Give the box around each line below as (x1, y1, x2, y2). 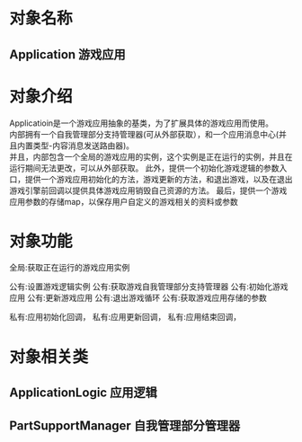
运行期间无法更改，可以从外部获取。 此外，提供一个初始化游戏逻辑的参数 (9, 163, 280, 173)
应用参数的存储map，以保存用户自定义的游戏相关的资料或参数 (9, 196, 238, 207)
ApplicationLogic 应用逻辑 (9, 385, 157, 401)
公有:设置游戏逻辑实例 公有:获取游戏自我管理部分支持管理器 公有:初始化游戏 (9, 281, 289, 292)
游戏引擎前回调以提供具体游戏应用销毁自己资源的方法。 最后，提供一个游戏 (9, 185, 288, 196)
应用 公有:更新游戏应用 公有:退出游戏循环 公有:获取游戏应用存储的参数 (9, 293, 267, 304)
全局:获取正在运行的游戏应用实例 (9, 262, 130, 273)
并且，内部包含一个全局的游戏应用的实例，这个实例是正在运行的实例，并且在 (9, 151, 293, 162)
